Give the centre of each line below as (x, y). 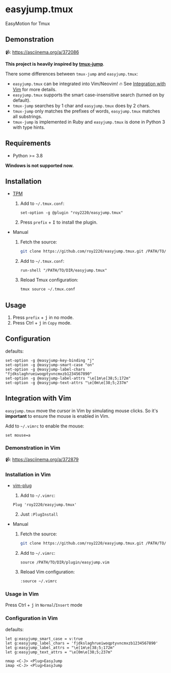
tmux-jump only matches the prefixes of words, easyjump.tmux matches (86, 111)
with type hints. (29, 127)
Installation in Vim (28, 474)
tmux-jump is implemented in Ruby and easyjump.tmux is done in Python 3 (89, 122)
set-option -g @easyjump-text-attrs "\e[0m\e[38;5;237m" (67, 383)
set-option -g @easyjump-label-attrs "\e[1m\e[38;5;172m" (68, 378)
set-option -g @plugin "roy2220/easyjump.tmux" (72, 213)
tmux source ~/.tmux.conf (48, 289)
